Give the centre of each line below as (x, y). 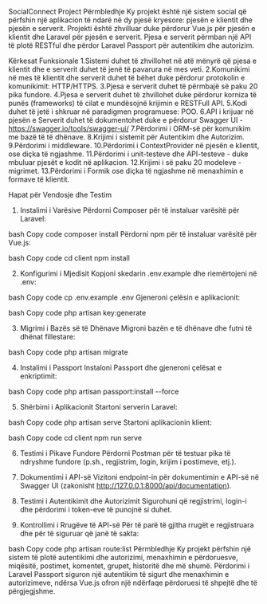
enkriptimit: (38, 376)
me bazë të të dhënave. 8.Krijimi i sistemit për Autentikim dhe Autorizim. (126, 137)
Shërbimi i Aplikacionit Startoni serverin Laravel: (98, 407)
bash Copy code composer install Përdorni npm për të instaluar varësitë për (133, 234)
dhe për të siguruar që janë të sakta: (79, 533)
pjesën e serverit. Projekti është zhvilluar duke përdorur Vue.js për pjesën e (132, 28)
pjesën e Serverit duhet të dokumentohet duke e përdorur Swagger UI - (126, 120)
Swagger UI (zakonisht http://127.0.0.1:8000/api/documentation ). (126, 486)
